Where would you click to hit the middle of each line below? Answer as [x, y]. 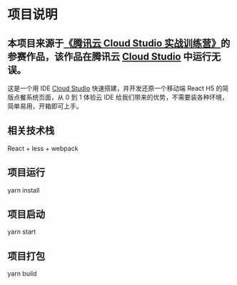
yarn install [24, 190]
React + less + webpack [43, 148]
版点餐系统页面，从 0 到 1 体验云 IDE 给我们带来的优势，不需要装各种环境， [118, 97]
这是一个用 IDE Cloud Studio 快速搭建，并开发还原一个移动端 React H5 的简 [118, 88]
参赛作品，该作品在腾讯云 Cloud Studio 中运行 [110, 57]
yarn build [22, 274]
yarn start [22, 232]
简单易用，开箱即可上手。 [45, 106]
